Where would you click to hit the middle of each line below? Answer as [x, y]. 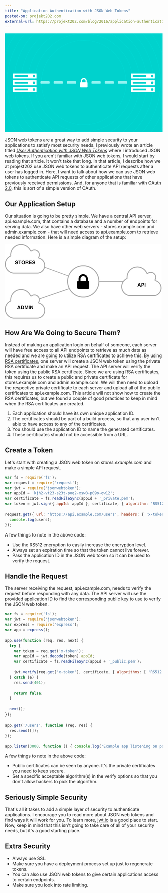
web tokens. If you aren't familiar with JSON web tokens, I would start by [80, 156]
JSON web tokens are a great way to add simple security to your [72, 140]
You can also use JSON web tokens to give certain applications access [85, 874]
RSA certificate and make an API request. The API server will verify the [78, 366]
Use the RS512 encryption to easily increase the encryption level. [79, 545]
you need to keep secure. [39, 771]
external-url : [20, 21]
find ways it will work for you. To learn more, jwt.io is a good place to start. [82, 820]
